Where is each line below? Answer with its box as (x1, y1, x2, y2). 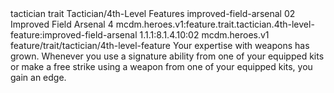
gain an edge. (10, 72, 67, 83)
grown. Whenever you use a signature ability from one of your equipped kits (10, 50, 325, 62)
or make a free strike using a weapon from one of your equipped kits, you (10, 61, 313, 72)
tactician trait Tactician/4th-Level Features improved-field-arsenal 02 (10, 8, 296, 19)
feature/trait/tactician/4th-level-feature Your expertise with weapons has (10, 40, 310, 51)
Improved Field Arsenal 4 (10, 18, 114, 30)
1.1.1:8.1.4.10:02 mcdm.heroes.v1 (139, 29, 270, 41)
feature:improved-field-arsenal (10, 29, 138, 41)
